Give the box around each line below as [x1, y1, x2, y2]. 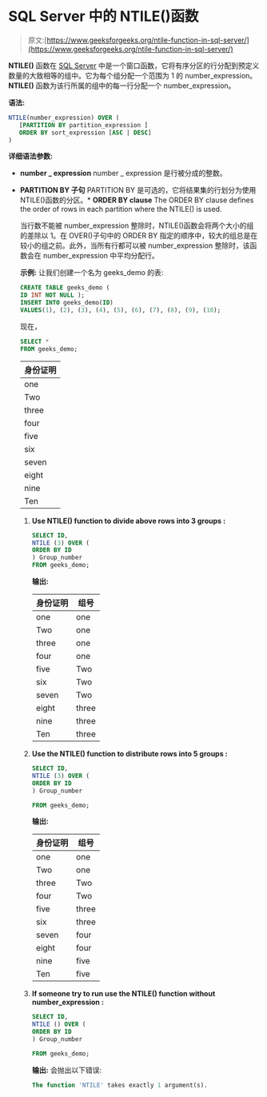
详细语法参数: [8, 151, 54, 161]
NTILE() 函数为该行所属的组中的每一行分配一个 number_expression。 [8, 81, 236, 90]
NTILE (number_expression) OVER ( [8, 114, 120, 122]
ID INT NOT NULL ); [19, 291, 86, 300]
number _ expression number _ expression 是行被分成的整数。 [19, 169, 227, 178]
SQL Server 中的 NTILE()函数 [8, 7, 199, 26]
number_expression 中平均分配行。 [42, 251, 159, 261]
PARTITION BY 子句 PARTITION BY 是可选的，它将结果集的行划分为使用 [19, 185, 257, 195]
